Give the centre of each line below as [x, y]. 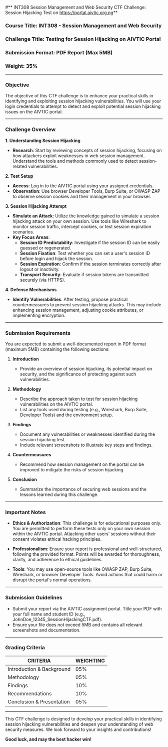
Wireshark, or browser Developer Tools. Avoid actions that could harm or [87, 575]
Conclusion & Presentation [39, 701]
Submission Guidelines [34, 598]
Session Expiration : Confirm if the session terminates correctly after [90, 264]
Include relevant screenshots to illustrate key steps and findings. [86, 445]
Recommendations [30, 693]
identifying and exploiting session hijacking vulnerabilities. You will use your [83, 101]
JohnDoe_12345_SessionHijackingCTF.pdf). [57, 619]
